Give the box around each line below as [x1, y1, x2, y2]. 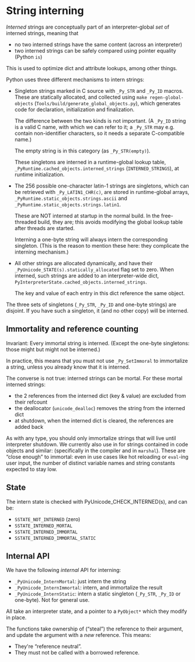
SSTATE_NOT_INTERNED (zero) [14, 515, 81, 522]
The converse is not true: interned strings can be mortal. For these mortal [6, 375, 183, 382]
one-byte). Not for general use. [14, 597, 90, 604]
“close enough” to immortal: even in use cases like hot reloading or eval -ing [6, 453, 189, 460]
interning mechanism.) [14, 248, 69, 255]
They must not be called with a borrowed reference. [14, 649, 140, 656]
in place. [6, 614, 27, 621]
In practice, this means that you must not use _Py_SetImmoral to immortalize [6, 357, 188, 364]
